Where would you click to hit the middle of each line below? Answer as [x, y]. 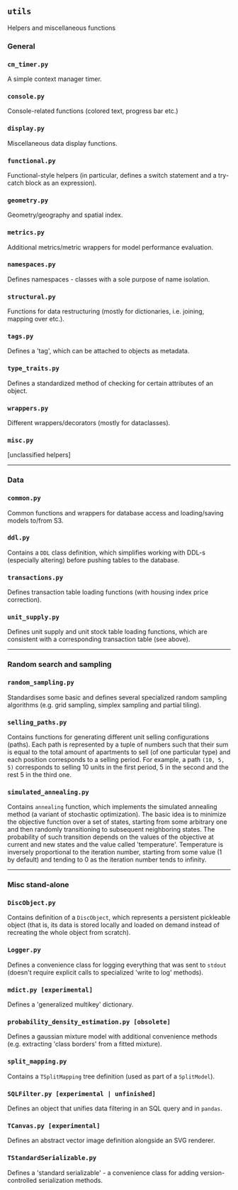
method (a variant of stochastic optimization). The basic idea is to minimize [117, 815]
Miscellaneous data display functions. [63, 143]
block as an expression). [61, 183]
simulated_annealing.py [49, 792]
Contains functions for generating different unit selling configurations [108, 736]
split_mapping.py [37, 1062]
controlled [22, 1180]
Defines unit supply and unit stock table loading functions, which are [107, 632]
